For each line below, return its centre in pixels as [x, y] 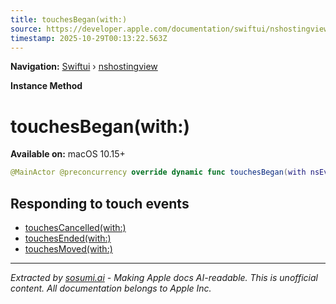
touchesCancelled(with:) [75, 227]
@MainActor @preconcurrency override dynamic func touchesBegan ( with [158, 172]
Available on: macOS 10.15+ [68, 154]
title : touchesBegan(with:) [69, 19]
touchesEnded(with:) [68, 238]
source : [26, 29]
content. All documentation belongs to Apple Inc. [111, 288]
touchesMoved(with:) [68, 249]
